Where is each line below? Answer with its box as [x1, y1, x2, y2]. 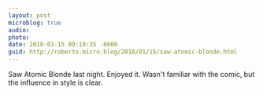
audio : [8, 26, 30, 34]
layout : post [8, 11, 51, 20]
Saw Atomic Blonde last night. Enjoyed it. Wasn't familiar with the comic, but [8, 70, 255, 79]
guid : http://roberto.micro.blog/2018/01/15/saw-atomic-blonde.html [8, 48, 238, 56]
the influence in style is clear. [8, 78, 103, 87]
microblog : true [8, 19, 61, 27]
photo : [8, 33, 30, 42]
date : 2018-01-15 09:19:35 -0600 [8, 41, 118, 49]
